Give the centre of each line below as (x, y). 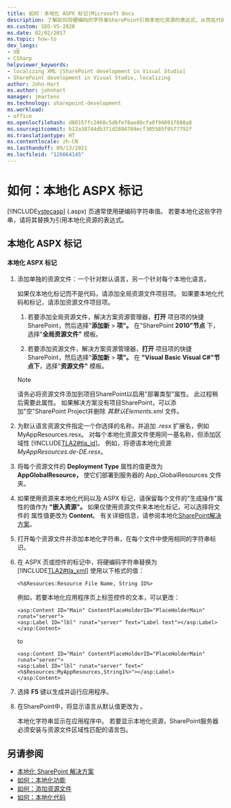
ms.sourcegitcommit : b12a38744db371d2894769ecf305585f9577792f (100, 129)
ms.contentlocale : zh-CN (43, 142)
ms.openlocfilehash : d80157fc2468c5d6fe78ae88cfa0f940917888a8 (100, 122)
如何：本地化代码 (41, 798)
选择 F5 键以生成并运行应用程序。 (65, 692)
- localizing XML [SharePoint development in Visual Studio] (97, 71)
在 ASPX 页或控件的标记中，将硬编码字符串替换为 (87, 562)
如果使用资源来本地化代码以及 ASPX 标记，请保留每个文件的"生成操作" (117, 498)
